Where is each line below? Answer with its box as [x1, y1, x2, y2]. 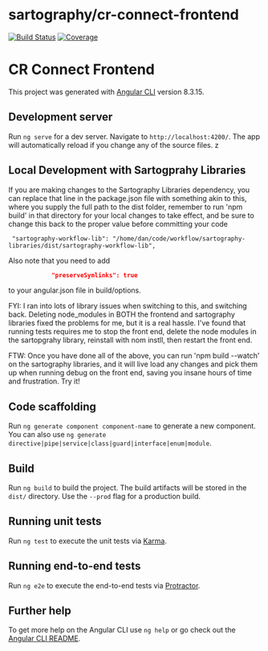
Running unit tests [8, 514, 102, 528]
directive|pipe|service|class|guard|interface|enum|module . [8, 438, 212, 448]
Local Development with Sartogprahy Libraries [8, 163, 246, 178]
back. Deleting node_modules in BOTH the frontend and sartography [8, 309, 235, 319]
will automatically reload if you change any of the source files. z [8, 140, 219, 149]
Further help [8, 604, 72, 618]
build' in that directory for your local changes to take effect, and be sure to [8, 211, 254, 220]
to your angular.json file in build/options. [8, 285, 142, 295]
